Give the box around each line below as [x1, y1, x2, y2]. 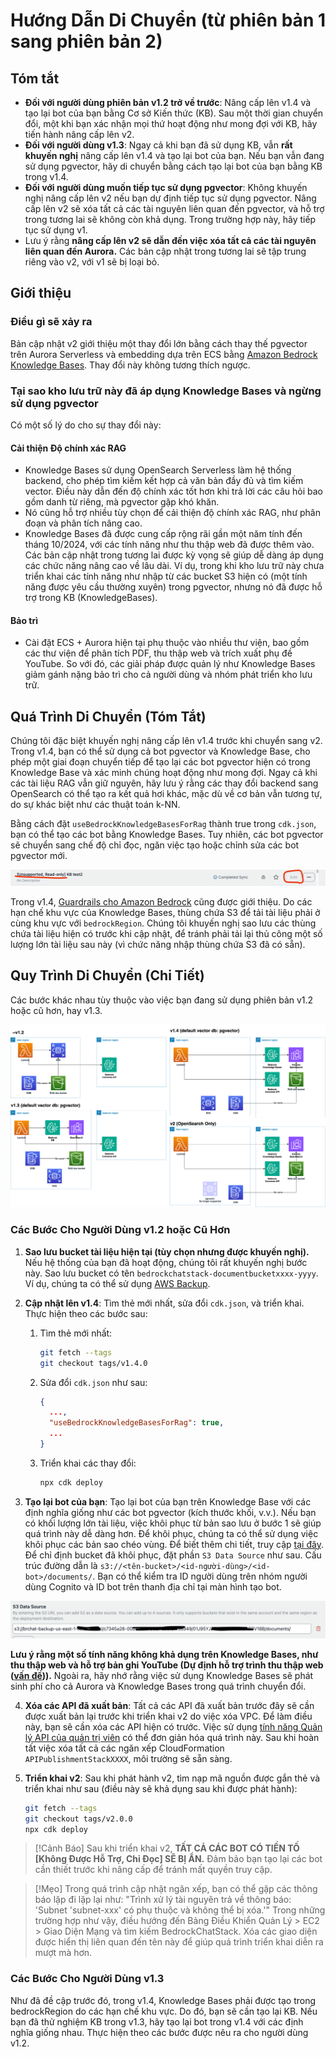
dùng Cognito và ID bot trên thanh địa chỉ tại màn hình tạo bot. [24, 1580, 282, 1593]
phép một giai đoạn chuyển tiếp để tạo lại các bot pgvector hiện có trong [10, 756, 311, 768]
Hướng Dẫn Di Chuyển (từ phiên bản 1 [10, 9, 327, 32]
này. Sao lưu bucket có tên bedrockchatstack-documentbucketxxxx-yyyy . [24, 1267, 319, 1279]
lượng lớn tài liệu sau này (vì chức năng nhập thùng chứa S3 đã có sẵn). [10, 938, 306, 950]
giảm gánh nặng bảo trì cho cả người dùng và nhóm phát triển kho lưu [24, 669, 313, 681]
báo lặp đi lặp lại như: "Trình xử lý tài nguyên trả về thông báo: [34, 1894, 292, 1906]
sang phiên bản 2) [10, 30, 163, 53]
